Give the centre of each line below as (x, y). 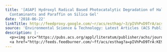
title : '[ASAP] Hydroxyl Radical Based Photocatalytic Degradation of (80, 10)
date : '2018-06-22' (25, 19)
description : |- (22, 33)
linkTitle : (16, 24)
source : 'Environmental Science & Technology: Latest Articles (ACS (78, 28)
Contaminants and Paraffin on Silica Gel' (54, 14)
